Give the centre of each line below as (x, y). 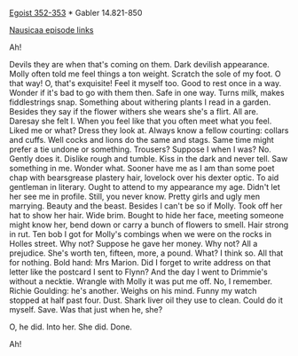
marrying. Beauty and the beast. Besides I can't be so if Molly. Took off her (146, 206)
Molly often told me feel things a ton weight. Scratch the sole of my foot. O (145, 74)
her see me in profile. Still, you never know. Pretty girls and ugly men (134, 196)
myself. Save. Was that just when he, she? (86, 309)
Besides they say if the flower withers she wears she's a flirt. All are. (134, 111)
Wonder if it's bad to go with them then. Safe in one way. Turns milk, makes (147, 93)
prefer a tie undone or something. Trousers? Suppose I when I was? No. (141, 149)
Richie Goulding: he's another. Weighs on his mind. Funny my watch (133, 291)
